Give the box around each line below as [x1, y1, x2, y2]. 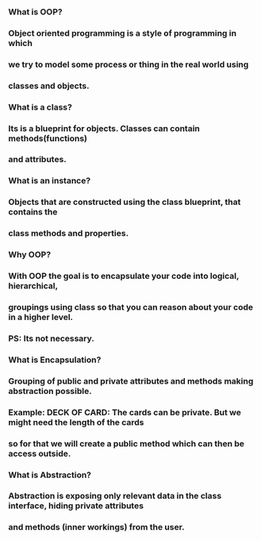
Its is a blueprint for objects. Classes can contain [8, 122, 201, 133]
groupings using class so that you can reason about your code [8, 301, 254, 312]
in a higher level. [8, 311, 74, 322]
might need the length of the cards [8, 416, 144, 427]
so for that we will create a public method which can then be [8, 438, 244, 449]
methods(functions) [8, 133, 88, 144]
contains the [8, 206, 58, 218]
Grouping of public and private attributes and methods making [8, 376, 254, 387]
